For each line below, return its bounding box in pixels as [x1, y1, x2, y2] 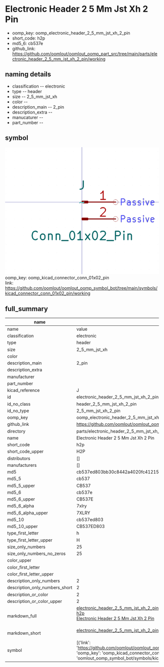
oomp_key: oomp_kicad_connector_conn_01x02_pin [5, 275, 109, 281]
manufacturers [7, 462, 37, 468]
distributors [7, 455, 31, 461]
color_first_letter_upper [7, 571, 54, 577]
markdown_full [7, 613, 37, 619]
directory [7, 428, 26, 434]
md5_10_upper [7, 524, 38, 529]
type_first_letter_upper [7, 537, 53, 543]
